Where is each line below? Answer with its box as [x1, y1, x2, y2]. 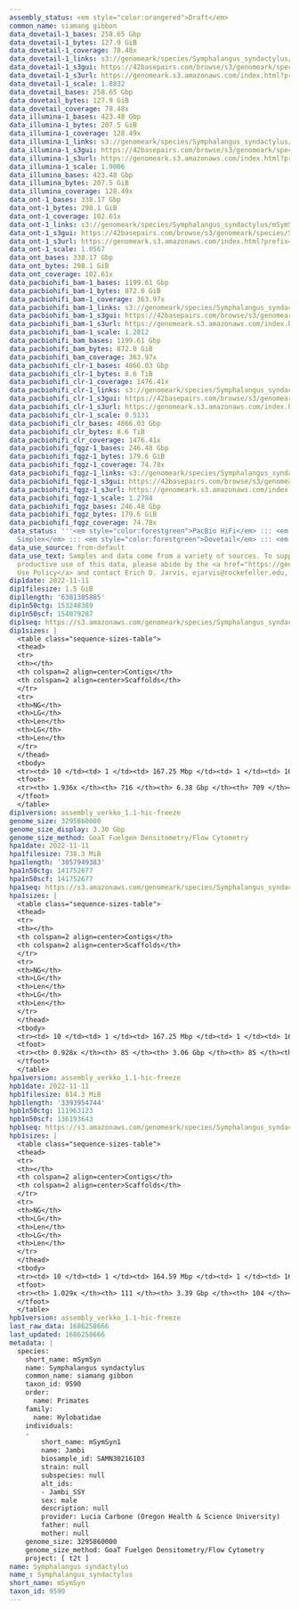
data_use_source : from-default [9, 543, 125, 552]
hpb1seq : [9, 1124, 42, 1132]
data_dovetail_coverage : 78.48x [9, 104, 129, 113]
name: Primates [32, 1396, 90, 1405]
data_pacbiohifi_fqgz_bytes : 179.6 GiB [9, 510, 158, 519]
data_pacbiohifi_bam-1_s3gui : [9, 311, 122, 321]
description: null [41, 1504, 109, 1513]
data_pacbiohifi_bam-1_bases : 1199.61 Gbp [9, 278, 169, 287]
